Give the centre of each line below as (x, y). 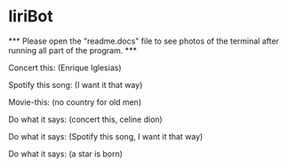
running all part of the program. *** (72, 50)
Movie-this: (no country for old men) (75, 102)
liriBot (31, 16)
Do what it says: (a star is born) (66, 154)
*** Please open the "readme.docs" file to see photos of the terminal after (144, 41)
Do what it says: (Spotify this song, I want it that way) (106, 136)
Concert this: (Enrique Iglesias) (65, 68)
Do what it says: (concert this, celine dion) (86, 119)
